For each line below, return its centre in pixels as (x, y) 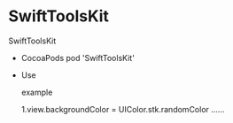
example (37, 92)
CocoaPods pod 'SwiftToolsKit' (78, 58)
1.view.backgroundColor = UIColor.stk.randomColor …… (123, 109)
